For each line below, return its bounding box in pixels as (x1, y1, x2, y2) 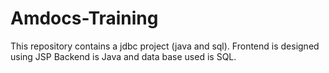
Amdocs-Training (10, 7, 159, 30)
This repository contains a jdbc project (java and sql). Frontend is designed (10, 40, 320, 52)
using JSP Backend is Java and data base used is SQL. (10, 50, 237, 62)
